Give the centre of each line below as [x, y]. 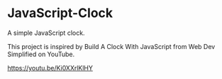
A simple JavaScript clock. [46, 33]
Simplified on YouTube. [41, 54]
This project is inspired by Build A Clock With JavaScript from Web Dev [111, 46]
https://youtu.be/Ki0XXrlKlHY [50, 68]
